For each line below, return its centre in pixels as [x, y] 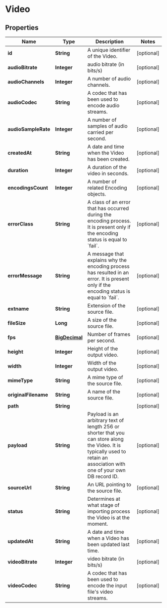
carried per [100, 132]
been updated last [109, 544]
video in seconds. [108, 173]
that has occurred [108, 208]
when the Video [106, 153]
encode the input [107, 586]
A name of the [104, 392]
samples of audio [107, 126]
